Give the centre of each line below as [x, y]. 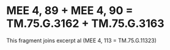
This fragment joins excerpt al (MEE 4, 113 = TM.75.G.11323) [82, 40]
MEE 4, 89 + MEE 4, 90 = [70, 11]
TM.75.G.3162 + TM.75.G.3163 [85, 23]
